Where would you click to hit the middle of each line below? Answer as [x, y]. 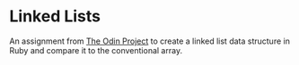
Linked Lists [55, 16]
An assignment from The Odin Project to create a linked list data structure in [149, 41]
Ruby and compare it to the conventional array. [96, 50]
